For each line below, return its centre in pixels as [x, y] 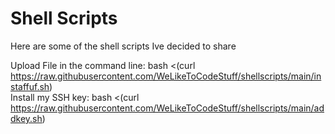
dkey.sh [26, 118]
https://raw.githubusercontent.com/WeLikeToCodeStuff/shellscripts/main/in [166, 76]
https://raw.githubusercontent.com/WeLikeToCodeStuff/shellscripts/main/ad [167, 108]
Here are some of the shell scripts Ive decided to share [123, 46]
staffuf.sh [30, 86]
